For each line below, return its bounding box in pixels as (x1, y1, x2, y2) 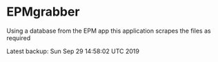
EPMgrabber (6, 4, 80, 20)
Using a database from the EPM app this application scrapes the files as (6, 27, 211, 35)
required (6, 33, 31, 42)
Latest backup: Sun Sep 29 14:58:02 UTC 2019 (6, 47, 139, 55)
